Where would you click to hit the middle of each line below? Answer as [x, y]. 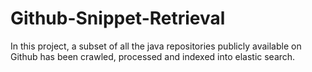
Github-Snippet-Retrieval [118, 18]
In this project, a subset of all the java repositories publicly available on [156, 46]
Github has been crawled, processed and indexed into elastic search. [153, 56]
